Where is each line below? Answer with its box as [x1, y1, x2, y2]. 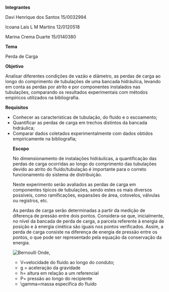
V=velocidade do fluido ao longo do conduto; [20, 260, 115, 265]
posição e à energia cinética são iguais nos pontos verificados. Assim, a [12, 224, 164, 230]
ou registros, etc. [12, 198, 48, 203]
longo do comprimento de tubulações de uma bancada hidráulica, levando [5, 79, 161, 84]
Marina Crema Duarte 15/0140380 [5, 34, 76, 40]
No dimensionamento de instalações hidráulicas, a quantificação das [12, 156, 157, 161]
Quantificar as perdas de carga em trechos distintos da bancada [12, 120, 148, 126]
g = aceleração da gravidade [20, 265, 81, 271]
